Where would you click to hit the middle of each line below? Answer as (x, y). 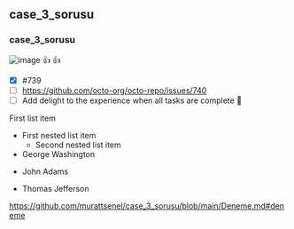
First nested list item (59, 135)
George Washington (58, 154)
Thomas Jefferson (56, 188)
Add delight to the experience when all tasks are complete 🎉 (132, 100)
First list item (32, 118)
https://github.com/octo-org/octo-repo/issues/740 (114, 90)
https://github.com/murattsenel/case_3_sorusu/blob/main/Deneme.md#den (147, 205)
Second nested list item (78, 145)
